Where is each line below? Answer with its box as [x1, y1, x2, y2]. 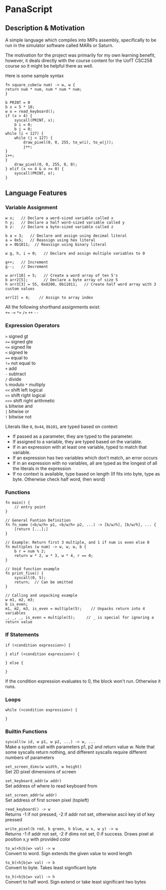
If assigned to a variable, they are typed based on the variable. [12, 438, 142, 445]
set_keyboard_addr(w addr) [5, 778, 62, 783]
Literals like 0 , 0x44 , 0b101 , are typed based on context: [5, 423, 119, 430]
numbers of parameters [5, 755, 54, 761]
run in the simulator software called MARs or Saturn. [5, 42, 114, 48]
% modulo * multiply [5, 381, 46, 387]
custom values [5, 286, 35, 291]
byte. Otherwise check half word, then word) [12, 476, 106, 482]
